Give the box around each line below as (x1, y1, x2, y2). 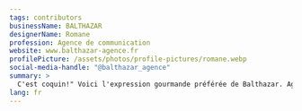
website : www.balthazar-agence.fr (9, 47, 139, 55)
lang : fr (9, 88, 42, 97)
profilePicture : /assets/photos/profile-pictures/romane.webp (9, 55, 247, 64)
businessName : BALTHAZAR (9, 21, 102, 30)
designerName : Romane (9, 30, 91, 38)
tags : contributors (9, 13, 83, 22)
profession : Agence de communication (9, 38, 151, 47)
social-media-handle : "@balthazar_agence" (9, 64, 171, 73)
